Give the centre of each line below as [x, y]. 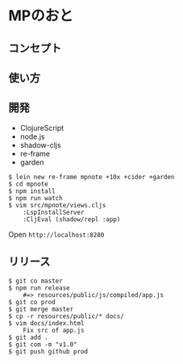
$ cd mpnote [28, 184]
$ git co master [35, 281]
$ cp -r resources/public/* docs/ [67, 316]
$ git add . [28, 337]
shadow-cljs [41, 144]
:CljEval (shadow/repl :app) [72, 219]
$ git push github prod [48, 351]
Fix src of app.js [54, 330]
